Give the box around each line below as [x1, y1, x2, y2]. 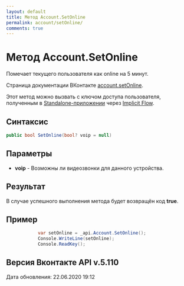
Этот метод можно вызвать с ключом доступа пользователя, [6, 93, 161, 101]
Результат [6, 182, 46, 192]
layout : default [6, 8, 46, 15]
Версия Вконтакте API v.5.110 [6, 258, 119, 268]
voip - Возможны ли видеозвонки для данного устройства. [14, 164, 164, 172]
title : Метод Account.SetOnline [6, 14, 86, 20]
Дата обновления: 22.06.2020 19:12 [6, 273, 96, 280]
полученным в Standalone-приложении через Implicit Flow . [6, 99, 155, 107]
